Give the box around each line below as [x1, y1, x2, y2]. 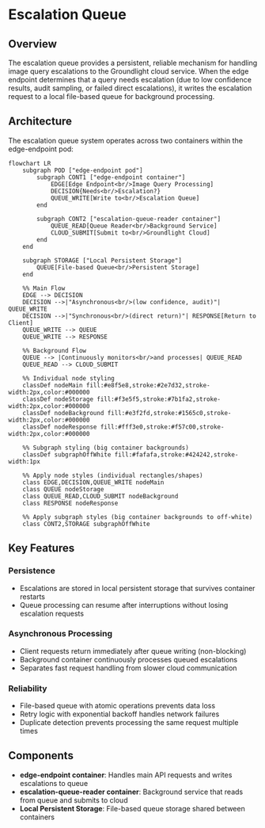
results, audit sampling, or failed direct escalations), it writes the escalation [8, 83, 252, 93]
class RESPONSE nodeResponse [22, 499, 119, 507]
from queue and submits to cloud [19, 795, 128, 805]
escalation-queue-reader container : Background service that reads [19, 787, 244, 796]
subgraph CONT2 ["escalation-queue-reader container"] [36, 215, 221, 223]
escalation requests [19, 609, 85, 618]
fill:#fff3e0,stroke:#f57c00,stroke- [100, 422, 225, 431]
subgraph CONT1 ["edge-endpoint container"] [36, 173, 186, 181]
